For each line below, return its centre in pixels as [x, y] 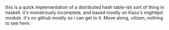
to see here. [18, 23]
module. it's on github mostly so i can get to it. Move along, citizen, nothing [84, 18]
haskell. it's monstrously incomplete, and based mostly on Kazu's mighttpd [84, 12]
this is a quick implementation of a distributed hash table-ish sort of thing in [85, 7]
